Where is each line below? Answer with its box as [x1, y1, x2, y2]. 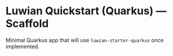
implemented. [5, 43, 40, 50]
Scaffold [5, 17, 49, 30]
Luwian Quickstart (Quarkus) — [5, 4, 166, 18]
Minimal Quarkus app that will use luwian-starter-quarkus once [5, 36, 164, 43]
